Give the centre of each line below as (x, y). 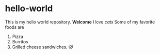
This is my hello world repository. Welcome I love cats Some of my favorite (80, 22)
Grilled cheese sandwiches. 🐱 (42, 47)
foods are (15, 27)
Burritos (20, 41)
